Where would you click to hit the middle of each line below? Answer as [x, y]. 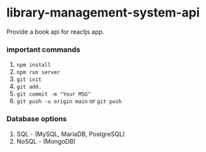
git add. [29, 87]
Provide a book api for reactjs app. [55, 32]
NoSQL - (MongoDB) [46, 141]
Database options [37, 119]
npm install [33, 65]
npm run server [38, 73]
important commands [43, 50]
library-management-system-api [103, 13]
